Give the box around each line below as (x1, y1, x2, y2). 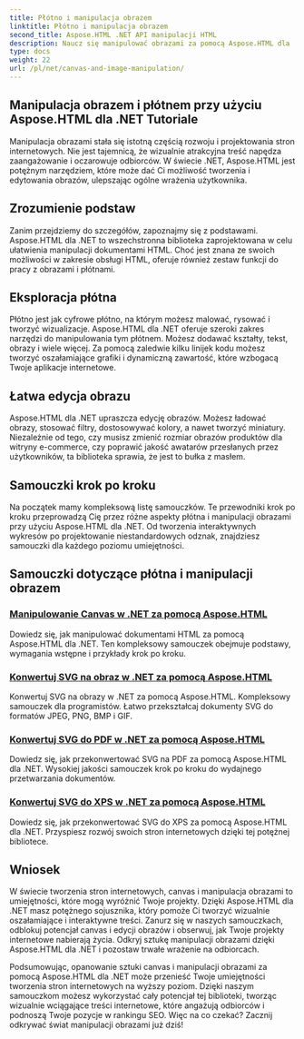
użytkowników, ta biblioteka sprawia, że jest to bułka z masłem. (9, 451, 246, 462)
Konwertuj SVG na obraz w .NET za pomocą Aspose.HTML (9, 670, 272, 683)
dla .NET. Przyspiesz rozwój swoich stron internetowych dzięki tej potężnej (9, 826, 290, 836)
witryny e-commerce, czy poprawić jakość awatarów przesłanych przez (9, 441, 279, 452)
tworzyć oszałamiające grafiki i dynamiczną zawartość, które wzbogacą (9, 352, 279, 363)
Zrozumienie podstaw (9, 201, 136, 216)
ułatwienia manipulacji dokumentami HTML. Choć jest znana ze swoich (9, 244, 275, 255)
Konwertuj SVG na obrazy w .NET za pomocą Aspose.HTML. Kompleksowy (9, 691, 291, 702)
